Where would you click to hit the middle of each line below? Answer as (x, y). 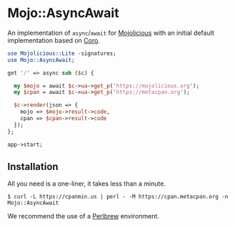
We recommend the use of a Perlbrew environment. (83, 216)
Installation (33, 166)
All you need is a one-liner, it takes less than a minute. (87, 184)
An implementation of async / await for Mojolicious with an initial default (111, 33)
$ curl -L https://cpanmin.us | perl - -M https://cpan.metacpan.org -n (118, 197)
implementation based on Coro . (54, 40)
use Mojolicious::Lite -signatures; (62, 53)
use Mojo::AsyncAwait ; (41, 60)
